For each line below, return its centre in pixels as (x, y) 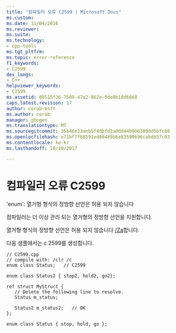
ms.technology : (26, 40)
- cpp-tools (21, 46)
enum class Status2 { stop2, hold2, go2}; (61, 276)
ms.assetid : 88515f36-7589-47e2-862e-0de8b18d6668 (72, 97)
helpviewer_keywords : (34, 86)
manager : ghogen (27, 120)
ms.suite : (19, 35)
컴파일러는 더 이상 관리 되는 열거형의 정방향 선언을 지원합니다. (79, 217)
